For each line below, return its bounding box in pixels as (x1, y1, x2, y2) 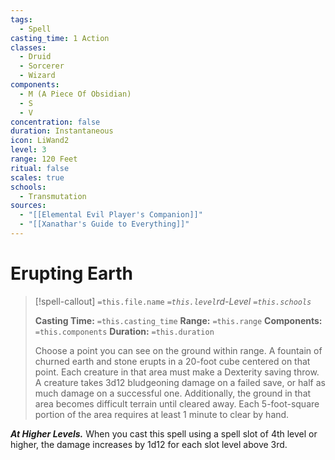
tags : (10, 14, 33, 25)
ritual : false (10, 163, 70, 173)
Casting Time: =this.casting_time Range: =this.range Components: (34, 314, 323, 326)
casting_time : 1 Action (10, 33, 110, 43)
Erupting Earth (10, 262, 134, 285)
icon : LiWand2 (10, 136, 70, 146)
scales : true (10, 172, 65, 183)
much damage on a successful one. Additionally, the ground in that (34, 387, 312, 399)
